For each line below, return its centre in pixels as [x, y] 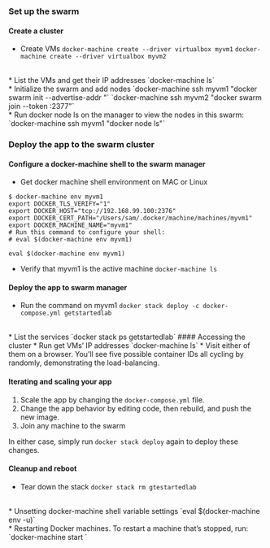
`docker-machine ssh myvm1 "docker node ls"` [87, 124]
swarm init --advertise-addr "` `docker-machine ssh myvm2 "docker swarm [135, 98]
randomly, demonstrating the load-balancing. [84, 363]
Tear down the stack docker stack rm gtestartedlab [108, 486]
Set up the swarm [44, 11]
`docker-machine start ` [48, 537]
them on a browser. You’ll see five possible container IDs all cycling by [126, 354]
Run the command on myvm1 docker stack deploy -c [110, 306]
